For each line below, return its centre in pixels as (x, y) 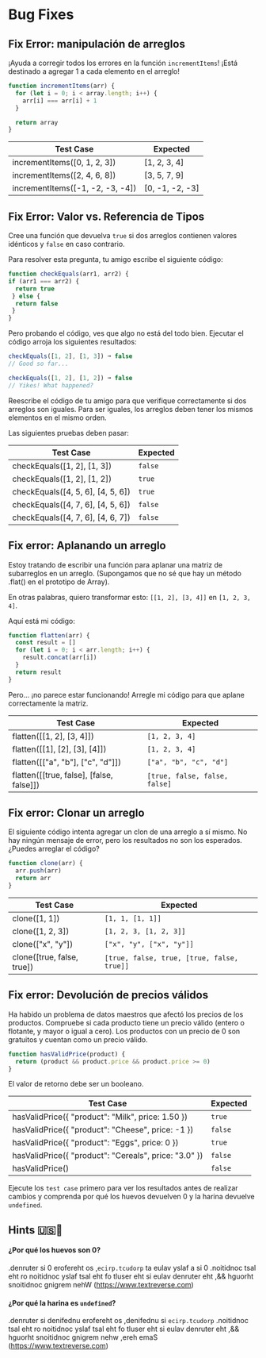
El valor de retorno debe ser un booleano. (76, 1084)
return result (38, 672)
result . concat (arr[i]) (60, 658)
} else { (26, 296)
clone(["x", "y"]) (43, 944)
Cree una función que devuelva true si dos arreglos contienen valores (123, 236)
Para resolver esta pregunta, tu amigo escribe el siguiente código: (116, 260)
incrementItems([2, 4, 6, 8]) (64, 175)
